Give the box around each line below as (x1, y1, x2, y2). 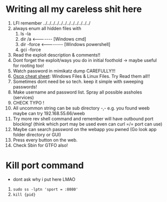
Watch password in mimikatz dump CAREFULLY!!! (12, 67, 115, 73)
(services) (12, 94, 34, 100)
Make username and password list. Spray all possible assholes (12, 89, 142, 95)
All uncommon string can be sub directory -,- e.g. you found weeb (12, 105, 150, 111)
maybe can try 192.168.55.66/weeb (12, 110, 85, 116)
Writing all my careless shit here (5, 3, 142, 15)
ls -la (20, 30, 31, 36)
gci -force (20, 46, 41, 52)
